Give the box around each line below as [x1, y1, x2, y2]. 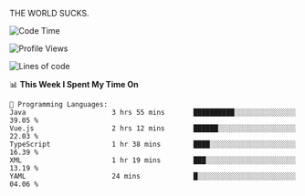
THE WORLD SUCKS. [9, 8, 89, 18]
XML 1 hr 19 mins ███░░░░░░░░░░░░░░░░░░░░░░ [9, 156, 297, 165]
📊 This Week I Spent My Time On [9, 79, 139, 89]
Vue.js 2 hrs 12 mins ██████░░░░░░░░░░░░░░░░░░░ [9, 124, 297, 133]
